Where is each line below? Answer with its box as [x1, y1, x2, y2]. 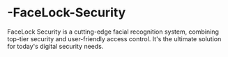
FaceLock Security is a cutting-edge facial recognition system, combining [7, 27, 220, 36]
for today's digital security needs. [7, 42, 104, 50]
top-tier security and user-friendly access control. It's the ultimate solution [7, 34, 222, 43]
